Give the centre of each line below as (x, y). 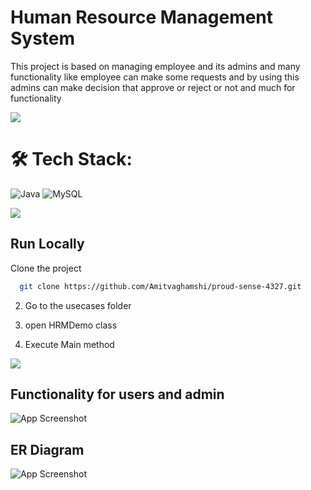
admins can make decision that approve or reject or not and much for (153, 87)
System (43, 38)
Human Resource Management (142, 17)
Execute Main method (69, 344)
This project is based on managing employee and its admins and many (155, 66)
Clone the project (46, 268)
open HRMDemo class (71, 325)
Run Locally (47, 244)
